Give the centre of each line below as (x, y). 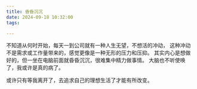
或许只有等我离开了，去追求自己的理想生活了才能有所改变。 (79, 80)
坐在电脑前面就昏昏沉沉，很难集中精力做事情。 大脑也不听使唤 (109, 61)
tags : (13, 23)
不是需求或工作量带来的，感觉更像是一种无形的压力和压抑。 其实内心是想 (96, 53)
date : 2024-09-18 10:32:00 (40, 17)
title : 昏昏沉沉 (24, 12)
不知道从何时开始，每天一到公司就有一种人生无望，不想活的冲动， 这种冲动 (98, 46)
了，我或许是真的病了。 (35, 68)
